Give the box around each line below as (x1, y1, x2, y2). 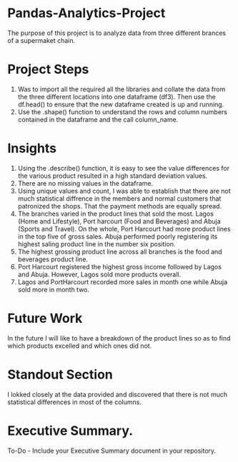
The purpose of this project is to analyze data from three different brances (7, 29, 227, 37)
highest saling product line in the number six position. (17, 239, 176, 248)
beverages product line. (17, 255, 88, 263)
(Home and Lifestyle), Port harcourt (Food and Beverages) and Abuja (17, 216, 222, 226)
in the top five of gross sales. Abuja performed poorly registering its (17, 232, 218, 241)
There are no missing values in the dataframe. (17, 179, 154, 187)
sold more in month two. (17, 285, 90, 293)
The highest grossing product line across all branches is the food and (17, 247, 223, 256)
